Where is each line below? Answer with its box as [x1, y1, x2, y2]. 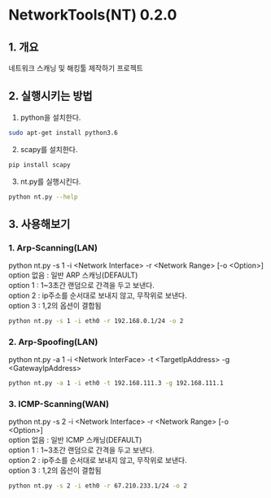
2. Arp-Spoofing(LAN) [8, 336, 98, 347]
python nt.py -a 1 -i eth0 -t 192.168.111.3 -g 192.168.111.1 [8, 379, 224, 387]
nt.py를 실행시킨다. [20, 177, 81, 186]
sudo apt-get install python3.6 [8, 129, 118, 137]
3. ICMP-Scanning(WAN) [8, 399, 110, 410]
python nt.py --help [8, 193, 79, 201]
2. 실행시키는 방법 [8, 90, 93, 103]
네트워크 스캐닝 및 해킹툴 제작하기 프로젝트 [8, 63, 144, 72]
